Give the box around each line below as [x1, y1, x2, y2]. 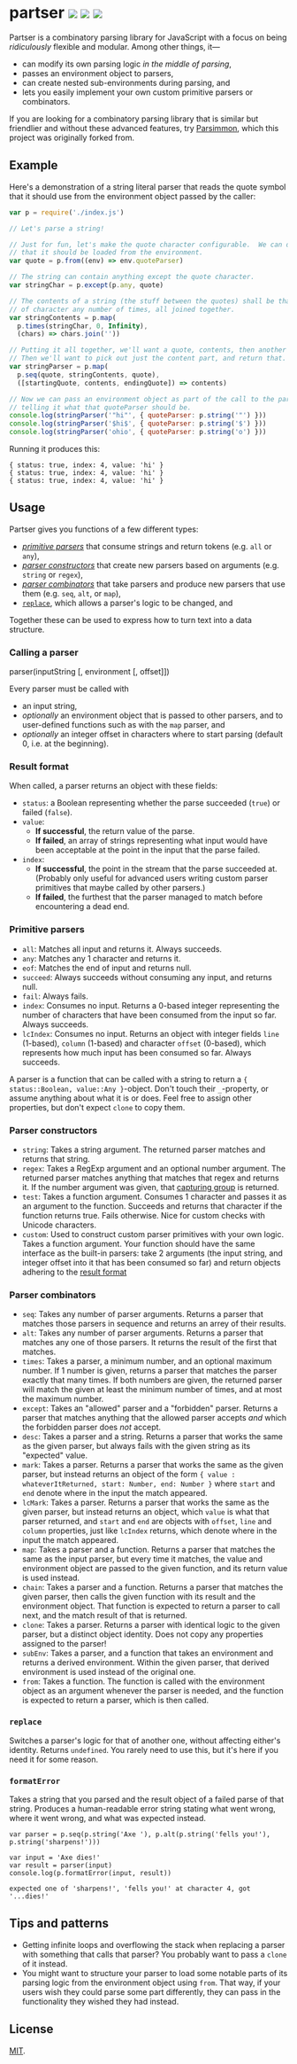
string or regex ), [21, 569, 84, 580]
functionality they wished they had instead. [21, 1996, 179, 2006]
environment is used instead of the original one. [21, 1667, 196, 1678]
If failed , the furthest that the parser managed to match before [34, 892, 263, 902]
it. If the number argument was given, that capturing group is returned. [21, 1182, 280, 1192]
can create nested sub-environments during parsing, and [21, 77, 231, 88]
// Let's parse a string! [9, 224, 104, 233]
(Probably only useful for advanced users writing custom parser [34, 873, 269, 884]
